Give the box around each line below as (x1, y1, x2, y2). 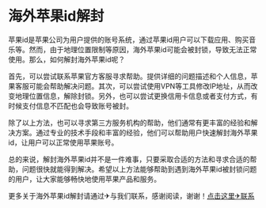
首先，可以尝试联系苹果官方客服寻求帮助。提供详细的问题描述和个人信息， (8, 71, 251, 81)
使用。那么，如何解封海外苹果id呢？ (8, 55, 125, 64)
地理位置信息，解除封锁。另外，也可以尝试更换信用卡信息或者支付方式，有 (14, 91, 258, 100)
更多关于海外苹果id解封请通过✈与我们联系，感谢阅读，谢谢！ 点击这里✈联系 (8, 191, 255, 200)
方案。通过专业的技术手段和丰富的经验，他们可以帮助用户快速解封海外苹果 (14, 127, 258, 137)
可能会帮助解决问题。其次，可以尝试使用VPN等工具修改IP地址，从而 (28, 81, 251, 91)
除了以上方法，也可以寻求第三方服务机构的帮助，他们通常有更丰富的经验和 (8, 118, 251, 127)
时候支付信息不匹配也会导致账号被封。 (8, 100, 133, 111)
